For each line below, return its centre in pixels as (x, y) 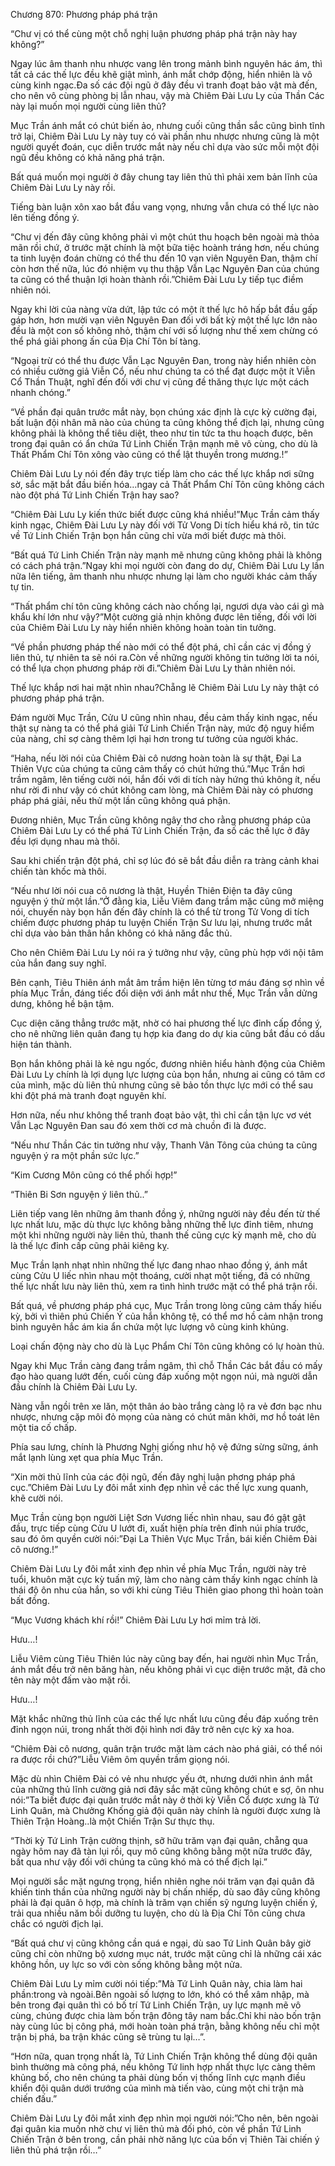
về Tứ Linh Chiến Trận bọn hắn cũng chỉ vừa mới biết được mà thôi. (148, 535)
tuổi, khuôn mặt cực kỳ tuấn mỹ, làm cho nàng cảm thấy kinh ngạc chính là (164, 1579)
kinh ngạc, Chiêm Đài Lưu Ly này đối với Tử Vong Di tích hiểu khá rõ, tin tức (165, 525)
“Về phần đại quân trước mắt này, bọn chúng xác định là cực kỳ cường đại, (164, 412)
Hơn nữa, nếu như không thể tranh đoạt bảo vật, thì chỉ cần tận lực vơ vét (161, 1115)
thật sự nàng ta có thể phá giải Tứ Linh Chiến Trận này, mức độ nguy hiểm (162, 728)
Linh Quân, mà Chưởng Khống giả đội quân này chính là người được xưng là (165, 1810)
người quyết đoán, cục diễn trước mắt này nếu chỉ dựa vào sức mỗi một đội (165, 147)
